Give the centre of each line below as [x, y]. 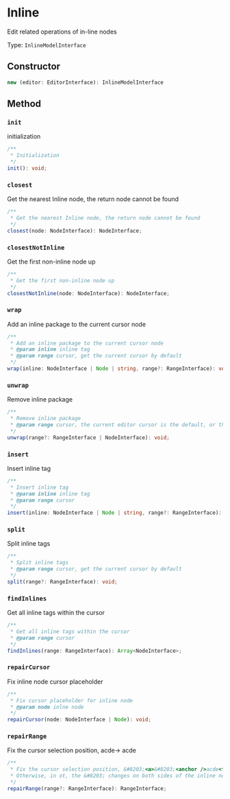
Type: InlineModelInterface [47, 45]
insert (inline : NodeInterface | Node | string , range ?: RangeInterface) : [115, 513]
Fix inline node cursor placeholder [55, 682]
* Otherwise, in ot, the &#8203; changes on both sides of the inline [113, 776]
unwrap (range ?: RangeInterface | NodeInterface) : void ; [88, 437]
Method [24, 104]
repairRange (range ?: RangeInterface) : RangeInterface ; [87, 788]
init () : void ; [27, 168]
